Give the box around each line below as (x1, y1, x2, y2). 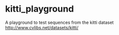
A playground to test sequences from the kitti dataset (5, 19, 114, 25)
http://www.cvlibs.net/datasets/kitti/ (5, 24, 79, 30)
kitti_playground (5, 3, 74, 15)
